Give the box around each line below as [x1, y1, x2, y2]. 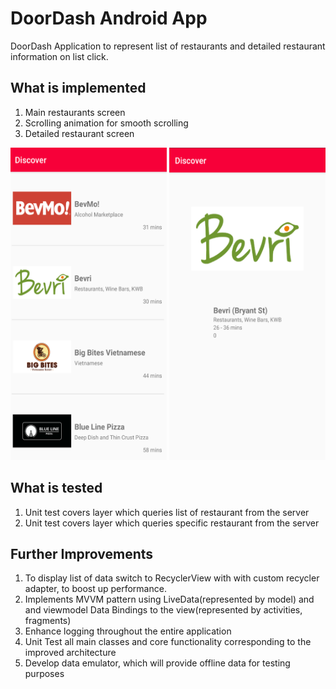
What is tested [10, 480, 103, 497]
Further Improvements [10, 545, 154, 562]
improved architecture [24, 647, 117, 659]
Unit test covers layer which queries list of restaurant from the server [24, 506, 310, 518]
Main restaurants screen [24, 106, 126, 118]
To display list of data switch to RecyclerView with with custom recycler [24, 572, 320, 584]
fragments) [24, 615, 72, 627]
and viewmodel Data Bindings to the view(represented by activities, [24, 604, 303, 616]
